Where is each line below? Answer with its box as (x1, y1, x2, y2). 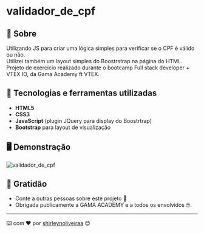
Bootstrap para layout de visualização (15, 123, 111, 131)
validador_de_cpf (6, 4, 96, 18)
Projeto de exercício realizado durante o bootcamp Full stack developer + (6, 64, 190, 71)
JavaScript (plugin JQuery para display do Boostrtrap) (15, 117, 152, 124)
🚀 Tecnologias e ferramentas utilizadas (6, 88, 157, 99)
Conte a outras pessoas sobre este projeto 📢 (15, 195, 127, 202)
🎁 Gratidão (6, 179, 47, 189)
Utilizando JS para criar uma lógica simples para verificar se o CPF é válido (6, 44, 195, 52)
